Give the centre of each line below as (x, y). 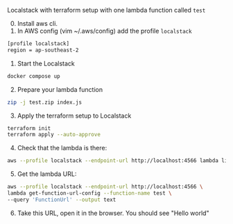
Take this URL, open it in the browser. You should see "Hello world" (113, 213)
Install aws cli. (37, 23)
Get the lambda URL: (47, 174)
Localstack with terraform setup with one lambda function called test (106, 10)
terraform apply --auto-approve (54, 135)
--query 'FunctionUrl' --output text (62, 200)
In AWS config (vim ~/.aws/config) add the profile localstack (104, 31)
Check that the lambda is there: (62, 148)
